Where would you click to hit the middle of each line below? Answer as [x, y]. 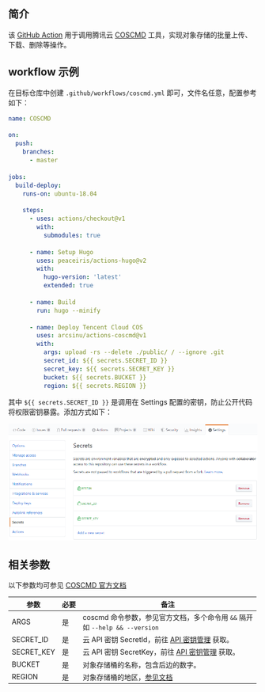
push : [25, 144]
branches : [39, 152]
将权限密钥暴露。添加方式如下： [60, 412]
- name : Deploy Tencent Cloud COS [86, 327]
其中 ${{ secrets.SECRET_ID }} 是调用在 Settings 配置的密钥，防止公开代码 [131, 401]
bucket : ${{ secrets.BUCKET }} [95, 377]
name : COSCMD [30, 118]
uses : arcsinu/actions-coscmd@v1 [92, 336]
